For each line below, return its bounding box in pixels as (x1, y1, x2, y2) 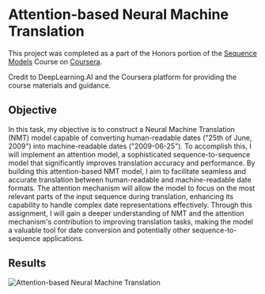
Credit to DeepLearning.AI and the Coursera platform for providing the (8, 72, 237, 81)
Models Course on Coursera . (8, 57, 103, 66)
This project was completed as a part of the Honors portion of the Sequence (8, 48, 257, 58)
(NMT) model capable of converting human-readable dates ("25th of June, (8, 133, 252, 142)
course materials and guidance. (8, 81, 112, 90)
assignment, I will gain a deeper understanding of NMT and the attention (8, 208, 244, 218)
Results (8, 257, 47, 270)
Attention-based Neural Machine (8, 6, 229, 24)
